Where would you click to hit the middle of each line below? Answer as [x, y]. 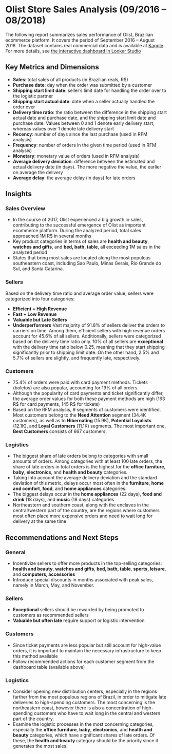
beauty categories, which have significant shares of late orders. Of [84, 735]
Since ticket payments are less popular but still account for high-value [87, 645]
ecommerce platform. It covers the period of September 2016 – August [80, 40]
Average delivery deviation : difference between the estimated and [84, 161]
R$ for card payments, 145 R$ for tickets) [56, 404]
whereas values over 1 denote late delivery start [63, 128]
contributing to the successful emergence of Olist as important [79, 225]
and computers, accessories [44, 574]
